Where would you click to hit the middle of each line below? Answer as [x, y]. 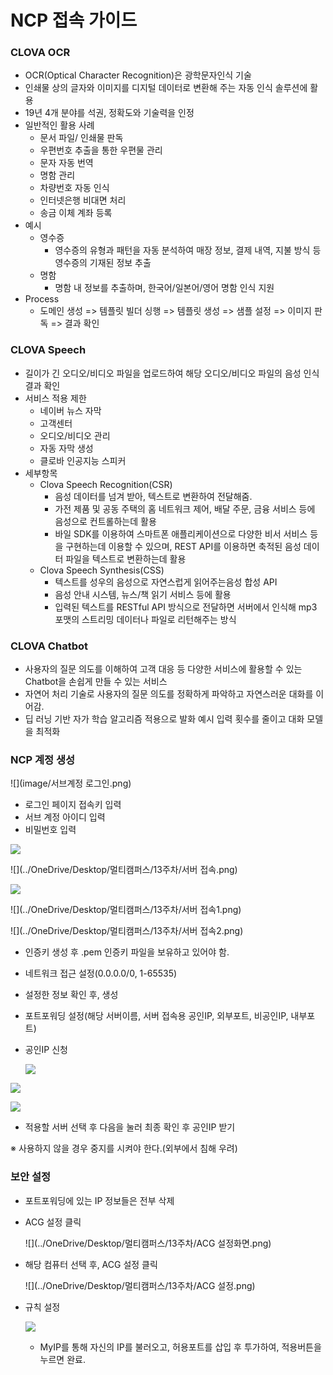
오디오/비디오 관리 [75, 435]
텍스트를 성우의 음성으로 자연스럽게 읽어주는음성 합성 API [166, 582]
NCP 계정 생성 [43, 759]
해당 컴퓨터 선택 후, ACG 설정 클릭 [91, 1264]
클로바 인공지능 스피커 [83, 460]
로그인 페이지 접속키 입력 [73, 805]
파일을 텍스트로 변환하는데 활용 [126, 558]
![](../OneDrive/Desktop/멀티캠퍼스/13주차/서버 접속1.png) [126, 910]
